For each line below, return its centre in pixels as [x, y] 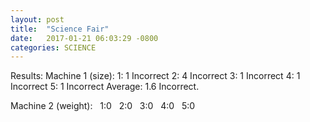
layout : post [37, 19]
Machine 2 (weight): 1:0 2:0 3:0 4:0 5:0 [103, 106]
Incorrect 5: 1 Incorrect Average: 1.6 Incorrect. [105, 87]
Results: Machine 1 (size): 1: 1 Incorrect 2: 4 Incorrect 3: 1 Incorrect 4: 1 [155, 76]
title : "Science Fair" [60, 29]
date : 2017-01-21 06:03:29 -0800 [84, 38]
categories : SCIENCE [53, 47]
